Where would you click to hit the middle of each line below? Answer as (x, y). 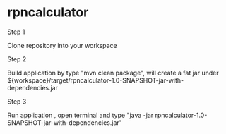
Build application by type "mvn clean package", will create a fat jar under (113, 73)
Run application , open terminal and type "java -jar (81, 115)
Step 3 (17, 101)
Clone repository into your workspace (63, 45)
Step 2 (17, 59)
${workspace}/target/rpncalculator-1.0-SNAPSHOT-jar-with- (96, 80)
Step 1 (16, 32)
